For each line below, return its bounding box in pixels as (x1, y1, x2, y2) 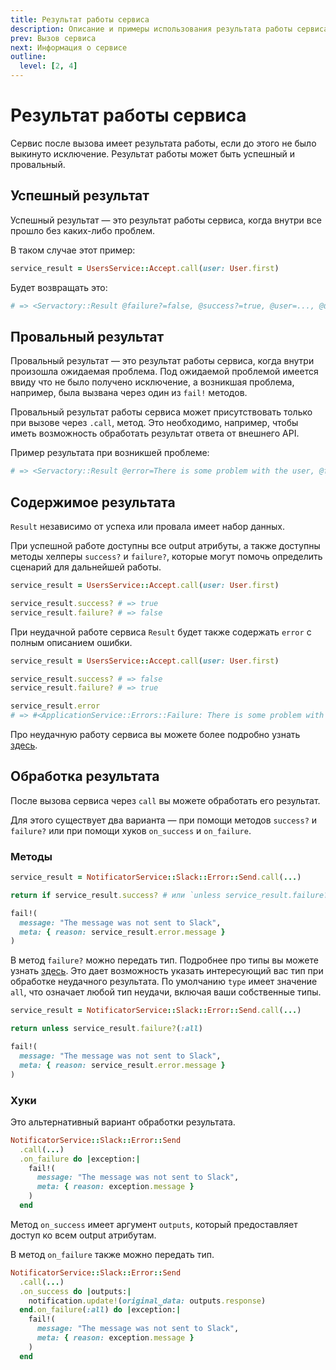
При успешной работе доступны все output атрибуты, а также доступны (10, 540, 321, 551)
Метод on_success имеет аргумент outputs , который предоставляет (10, 1218, 298, 1230)
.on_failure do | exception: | (19, 1154, 141, 1164)
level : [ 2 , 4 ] (19, 61, 78, 71)
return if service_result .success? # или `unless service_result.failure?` (10, 890, 333, 900)
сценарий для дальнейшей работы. (10, 561, 162, 573)
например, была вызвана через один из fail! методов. (10, 387, 248, 399)
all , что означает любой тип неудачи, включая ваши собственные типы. (10, 986, 322, 998)
